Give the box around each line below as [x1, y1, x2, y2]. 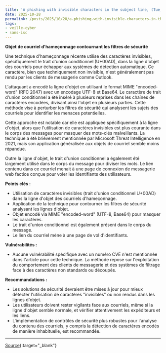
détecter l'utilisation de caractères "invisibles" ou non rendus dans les [12, 292, 155, 297]
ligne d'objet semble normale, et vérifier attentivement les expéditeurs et [12, 307, 161, 313]
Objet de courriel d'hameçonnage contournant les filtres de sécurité [5, 44, 148, 49]
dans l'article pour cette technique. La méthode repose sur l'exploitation [12, 257, 159, 262]
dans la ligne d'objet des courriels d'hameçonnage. [12, 196, 117, 201]
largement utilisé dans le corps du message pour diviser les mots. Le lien [5, 161, 154, 166]
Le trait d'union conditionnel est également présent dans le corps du [12, 222, 152, 228]
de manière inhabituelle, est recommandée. [12, 328, 101, 334]
